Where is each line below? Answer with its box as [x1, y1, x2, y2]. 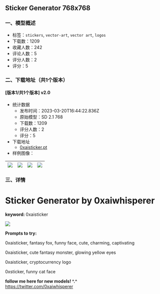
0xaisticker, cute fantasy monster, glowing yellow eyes [5, 249, 116, 255]
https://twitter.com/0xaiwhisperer [5, 283, 73, 289]
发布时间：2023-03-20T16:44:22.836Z [19, 107, 100, 113]
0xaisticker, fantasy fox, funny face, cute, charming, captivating [5, 240, 135, 245]
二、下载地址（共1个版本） [5, 76, 68, 83]
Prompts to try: [5, 230, 37, 236]
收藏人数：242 [12, 44, 42, 50]
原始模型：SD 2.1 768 [19, 114, 63, 120]
